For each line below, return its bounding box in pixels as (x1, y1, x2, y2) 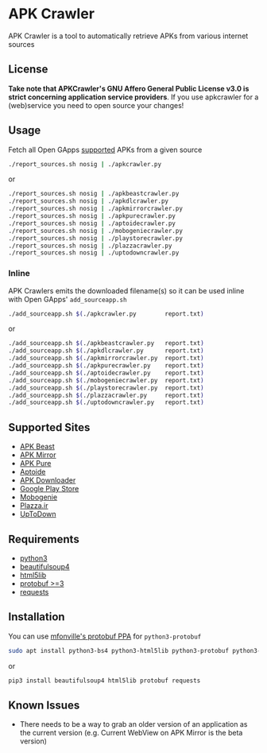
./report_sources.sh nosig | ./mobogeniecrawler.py (8, 227, 183, 235)
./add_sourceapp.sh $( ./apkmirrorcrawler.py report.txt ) (8, 355, 204, 363)
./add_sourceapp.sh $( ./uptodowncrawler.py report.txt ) (8, 398, 204, 406)
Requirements (8, 532, 79, 545)
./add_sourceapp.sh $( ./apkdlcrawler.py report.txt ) (8, 347, 204, 355)
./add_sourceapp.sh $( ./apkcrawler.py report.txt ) (8, 309, 204, 318)
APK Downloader (19, 475, 76, 485)
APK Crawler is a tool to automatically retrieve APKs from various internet (8, 31, 249, 41)
